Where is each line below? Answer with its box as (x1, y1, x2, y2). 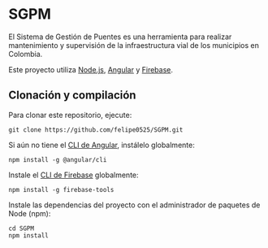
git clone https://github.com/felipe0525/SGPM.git (8, 125, 184, 134)
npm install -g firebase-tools (8, 185, 115, 194)
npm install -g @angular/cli (8, 155, 107, 163)
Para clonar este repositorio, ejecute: (8, 110, 132, 120)
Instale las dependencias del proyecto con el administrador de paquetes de (8, 200, 261, 210)
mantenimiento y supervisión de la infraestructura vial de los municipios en (8, 40, 260, 50)
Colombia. (8, 49, 43, 59)
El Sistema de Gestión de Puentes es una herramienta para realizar (8, 32, 232, 41)
